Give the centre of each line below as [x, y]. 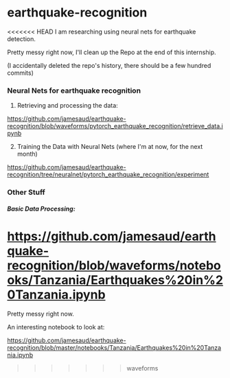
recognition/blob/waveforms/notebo [114, 265]
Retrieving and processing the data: [67, 106]
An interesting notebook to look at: [56, 327]
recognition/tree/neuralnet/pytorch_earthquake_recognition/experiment [108, 175]
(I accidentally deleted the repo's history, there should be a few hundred [109, 65]
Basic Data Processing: [41, 209]
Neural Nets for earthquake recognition [74, 91]
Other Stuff [26, 192]
